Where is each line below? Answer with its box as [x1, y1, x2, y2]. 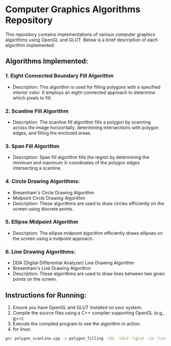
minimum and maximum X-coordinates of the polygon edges [12, 160, 140, 166]
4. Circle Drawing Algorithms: [5, 178, 80, 185]
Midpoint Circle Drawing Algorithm [12, 195, 85, 201]
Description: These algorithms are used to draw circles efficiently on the [12, 200, 164, 206]
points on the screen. [12, 276, 58, 282]
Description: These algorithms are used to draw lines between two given [12, 270, 165, 277]
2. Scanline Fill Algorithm [5, 107, 69, 114]
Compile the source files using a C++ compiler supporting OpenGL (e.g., [12, 310, 165, 316]
